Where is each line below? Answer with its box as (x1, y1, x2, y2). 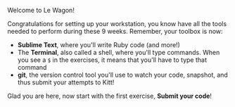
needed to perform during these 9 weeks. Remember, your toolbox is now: (7, 27, 223, 35)
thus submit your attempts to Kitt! (17, 78, 115, 87)
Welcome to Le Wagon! (7, 6, 75, 14)
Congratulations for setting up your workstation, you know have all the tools (7, 20, 227, 27)
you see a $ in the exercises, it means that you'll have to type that (17, 56, 208, 64)
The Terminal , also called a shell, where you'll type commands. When (17, 49, 220, 56)
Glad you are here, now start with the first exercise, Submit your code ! (7, 92, 212, 100)
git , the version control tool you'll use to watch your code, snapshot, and (17, 70, 229, 79)
